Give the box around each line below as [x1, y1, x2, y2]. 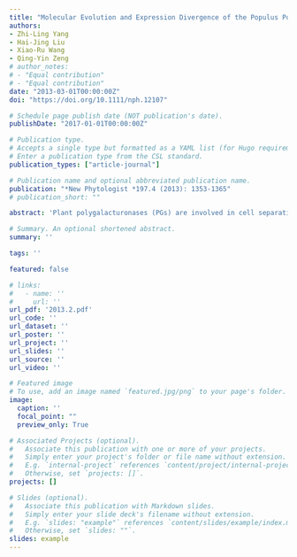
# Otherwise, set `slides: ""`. [9, 526, 137, 536]
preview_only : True [17, 420, 89, 429]
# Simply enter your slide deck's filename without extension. [9, 510, 255, 519]
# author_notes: [9, 63, 69, 72]
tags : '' [9, 249, 42, 258]
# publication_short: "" [9, 192, 101, 202]
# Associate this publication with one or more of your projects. [9, 445, 267, 453]
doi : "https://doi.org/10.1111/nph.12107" [9, 95, 168, 104]
